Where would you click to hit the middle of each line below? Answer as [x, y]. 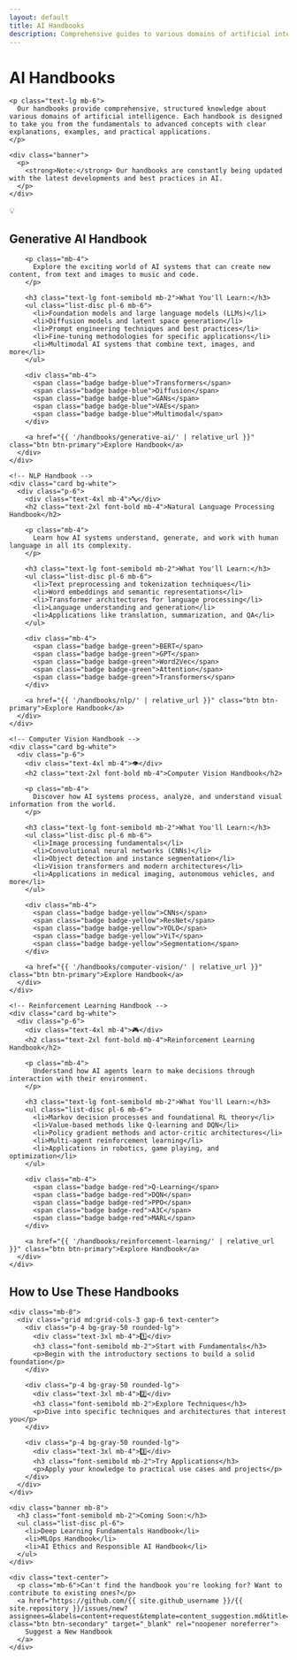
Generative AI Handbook [78, 238]
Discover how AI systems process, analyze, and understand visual [157, 797]
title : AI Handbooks [47, 26]
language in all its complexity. [71, 546]
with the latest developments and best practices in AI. [116, 179]
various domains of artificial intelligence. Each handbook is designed [146, 117]
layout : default [39, 17]
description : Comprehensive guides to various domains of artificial [140, 34]
